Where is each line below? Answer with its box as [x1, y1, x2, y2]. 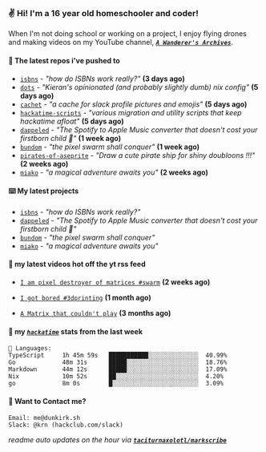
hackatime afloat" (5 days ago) [19, 116, 124, 126]
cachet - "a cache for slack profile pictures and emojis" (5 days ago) [19, 99, 248, 109]
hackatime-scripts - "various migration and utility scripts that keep [19, 107, 242, 117]
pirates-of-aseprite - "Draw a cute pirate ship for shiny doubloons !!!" [19, 150, 256, 159]
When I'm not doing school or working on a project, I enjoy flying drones [8, 29, 247, 38]
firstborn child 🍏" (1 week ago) [19, 133, 122, 143]
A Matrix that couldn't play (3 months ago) [19, 308, 171, 317]
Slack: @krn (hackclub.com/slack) [8, 421, 124, 430]
